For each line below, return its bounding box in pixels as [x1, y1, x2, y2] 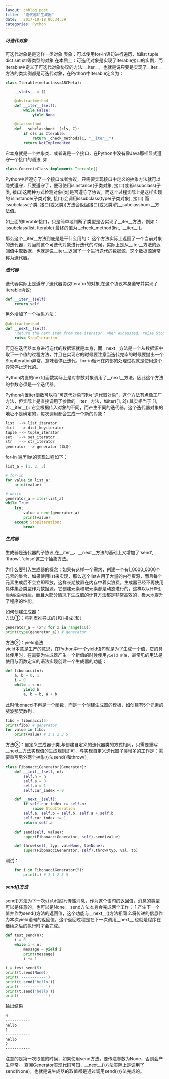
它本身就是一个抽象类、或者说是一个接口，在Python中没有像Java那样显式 [5, 150, 157, 156]
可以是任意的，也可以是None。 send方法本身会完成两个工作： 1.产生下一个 [5, 904, 160, 910]
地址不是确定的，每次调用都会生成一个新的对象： [5, 410, 107, 416]
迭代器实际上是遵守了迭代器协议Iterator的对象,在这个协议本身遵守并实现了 [5, 280, 158, 286]
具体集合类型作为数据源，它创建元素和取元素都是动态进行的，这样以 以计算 [5, 585, 157, 591]
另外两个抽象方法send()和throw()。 [18, 754, 92, 760]
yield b [23, 687, 39, 692]
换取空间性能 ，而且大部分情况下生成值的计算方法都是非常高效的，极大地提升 [9, 592, 164, 598]
